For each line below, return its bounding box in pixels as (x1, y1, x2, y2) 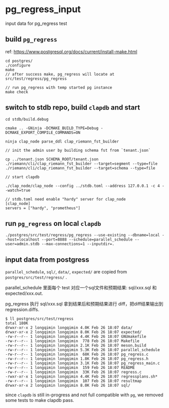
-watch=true (5, 188, 30, 193)
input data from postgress (5, 255, 90, 264)
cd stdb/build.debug (5, 117, 49, 122)
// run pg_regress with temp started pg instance (5, 85, 113, 90)
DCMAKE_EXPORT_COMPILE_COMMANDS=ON (5, 130, 81, 135)
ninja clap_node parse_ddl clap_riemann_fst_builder (5, 139, 119, 144)
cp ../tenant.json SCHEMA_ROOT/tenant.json (5, 156, 99, 162)
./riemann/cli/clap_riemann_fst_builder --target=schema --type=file (5, 165, 156, 171)
